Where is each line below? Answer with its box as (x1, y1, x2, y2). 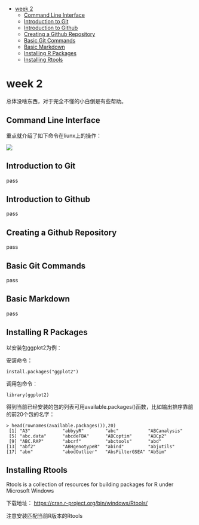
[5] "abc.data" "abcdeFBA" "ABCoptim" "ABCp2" (8, 433, 167, 439)
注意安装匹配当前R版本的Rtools (6, 512, 83, 520)
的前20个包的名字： (6, 411, 55, 418)
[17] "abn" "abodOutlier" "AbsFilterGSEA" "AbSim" (6, 449, 167, 455)
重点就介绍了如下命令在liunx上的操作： (6, 132, 102, 139)
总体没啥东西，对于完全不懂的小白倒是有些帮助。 (6, 97, 127, 104)
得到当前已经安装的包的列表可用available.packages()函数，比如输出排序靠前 (6, 403, 194, 410)
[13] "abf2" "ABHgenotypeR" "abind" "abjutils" (6, 443, 175, 449)
